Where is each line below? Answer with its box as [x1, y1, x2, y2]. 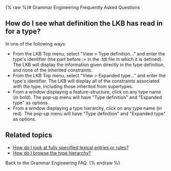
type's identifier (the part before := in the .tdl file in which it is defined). [12, 56, 163, 62]
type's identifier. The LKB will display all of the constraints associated [12, 78, 160, 84]
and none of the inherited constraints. [12, 67, 93, 73]
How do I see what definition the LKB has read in [5, 19, 163, 28]
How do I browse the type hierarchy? [12, 149, 91, 156]
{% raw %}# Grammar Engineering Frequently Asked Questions [5, 5, 140, 10]
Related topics [5, 131, 52, 140]
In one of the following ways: [5, 40, 67, 47]
